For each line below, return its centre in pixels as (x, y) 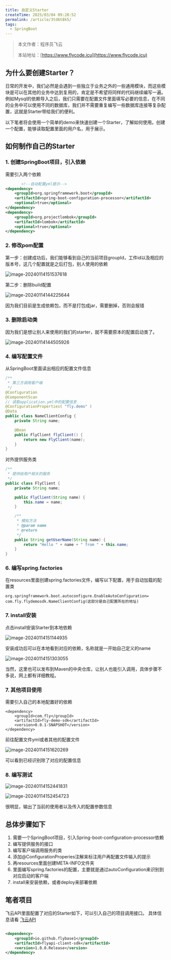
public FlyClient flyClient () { (49, 435)
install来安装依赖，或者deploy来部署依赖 (55, 882)
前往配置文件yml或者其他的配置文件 (42, 740)
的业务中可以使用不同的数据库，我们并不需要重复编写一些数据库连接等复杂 (83, 105)
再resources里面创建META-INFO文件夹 (53, 863)
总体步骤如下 (25, 824)
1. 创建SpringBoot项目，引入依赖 (46, 162)
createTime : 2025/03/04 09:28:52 (41, 15)
